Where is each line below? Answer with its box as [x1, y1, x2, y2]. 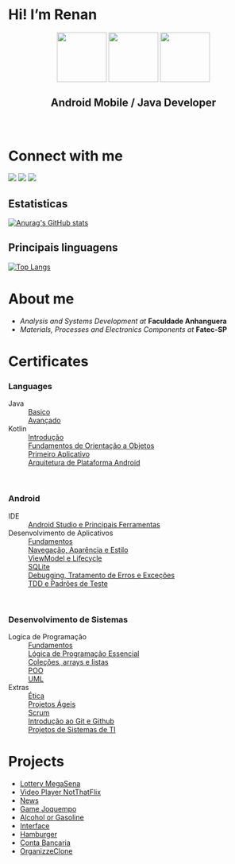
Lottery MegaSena [19, 778, 81, 788]
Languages [8, 380, 53, 391]
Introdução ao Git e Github [28, 716, 115, 726]
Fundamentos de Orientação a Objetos [28, 441, 155, 450]
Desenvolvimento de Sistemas [8, 614, 129, 625]
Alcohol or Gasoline [19, 812, 85, 822]
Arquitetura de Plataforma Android [28, 458, 141, 468]
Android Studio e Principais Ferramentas [28, 519, 160, 529]
